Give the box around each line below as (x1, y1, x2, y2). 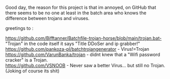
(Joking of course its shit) (5, 68, 60, 74)
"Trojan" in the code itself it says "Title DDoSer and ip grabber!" (5, 41, 140, 47)
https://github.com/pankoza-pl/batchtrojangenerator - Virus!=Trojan (5, 46, 149, 52)
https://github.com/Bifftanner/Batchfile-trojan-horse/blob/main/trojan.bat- (5, 35, 162, 41)
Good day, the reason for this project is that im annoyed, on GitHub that (5, 5, 157, 10)
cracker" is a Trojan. (5, 57, 48, 63)
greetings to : (5, 25, 33, 31)
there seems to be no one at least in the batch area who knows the (5, 10, 146, 16)
